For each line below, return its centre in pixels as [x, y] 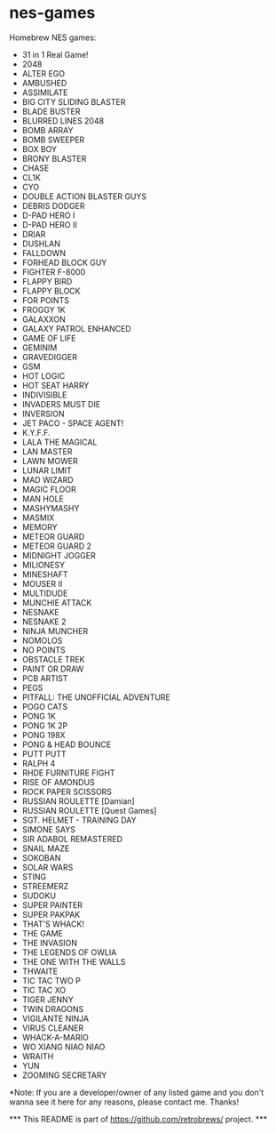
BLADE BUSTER [51, 111]
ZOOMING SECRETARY [64, 1075]
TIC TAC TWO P [51, 980]
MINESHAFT [45, 574]
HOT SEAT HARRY [55, 385]
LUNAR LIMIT [47, 470]
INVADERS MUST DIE [61, 404]
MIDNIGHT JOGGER [59, 555]
